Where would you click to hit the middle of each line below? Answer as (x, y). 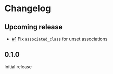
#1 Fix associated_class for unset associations (60, 39)
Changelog (28, 9)
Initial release (18, 67)
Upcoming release (34, 27)
